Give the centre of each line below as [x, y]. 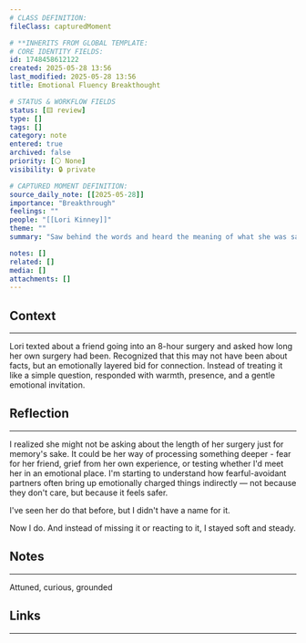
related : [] [32, 262]
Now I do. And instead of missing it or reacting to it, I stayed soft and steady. [153, 528]
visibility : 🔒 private [52, 170]
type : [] [26, 119]
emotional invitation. [47, 385]
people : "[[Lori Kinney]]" [61, 220]
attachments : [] [40, 279]
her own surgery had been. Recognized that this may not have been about [148, 356]
